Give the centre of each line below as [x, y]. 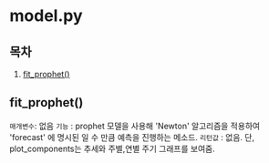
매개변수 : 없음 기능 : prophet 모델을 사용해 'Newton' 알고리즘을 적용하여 [135, 126]
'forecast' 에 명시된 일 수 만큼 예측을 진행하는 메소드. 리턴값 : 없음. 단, [132, 137]
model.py [46, 16]
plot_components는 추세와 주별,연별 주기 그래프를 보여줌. [113, 148]
